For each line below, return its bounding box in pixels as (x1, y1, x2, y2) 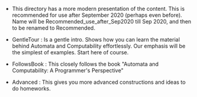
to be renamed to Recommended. (11, 24, 95, 31)
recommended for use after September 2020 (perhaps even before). (11, 11, 183, 19)
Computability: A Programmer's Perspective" (11, 67, 124, 74)
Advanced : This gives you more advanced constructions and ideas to (11, 78, 186, 86)
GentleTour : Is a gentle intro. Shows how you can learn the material (11, 36, 180, 43)
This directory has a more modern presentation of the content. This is (11, 5, 185, 12)
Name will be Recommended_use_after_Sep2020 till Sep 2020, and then (11, 18, 192, 25)
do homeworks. (11, 85, 51, 92)
